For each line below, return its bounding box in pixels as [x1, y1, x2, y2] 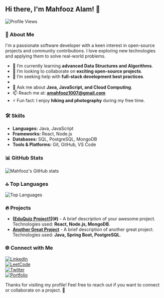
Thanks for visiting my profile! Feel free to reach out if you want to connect [5, 281, 160, 287]
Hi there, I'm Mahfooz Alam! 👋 [5, 5, 100, 14]
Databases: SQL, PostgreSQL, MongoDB [12, 136, 97, 142]
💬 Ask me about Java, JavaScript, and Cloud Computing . [12, 84, 132, 91]
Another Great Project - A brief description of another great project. [12, 227, 154, 233]
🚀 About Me [5, 31, 35, 38]
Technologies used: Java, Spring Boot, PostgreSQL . [12, 232, 121, 238]
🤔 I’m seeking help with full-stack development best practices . [12, 73, 144, 80]
